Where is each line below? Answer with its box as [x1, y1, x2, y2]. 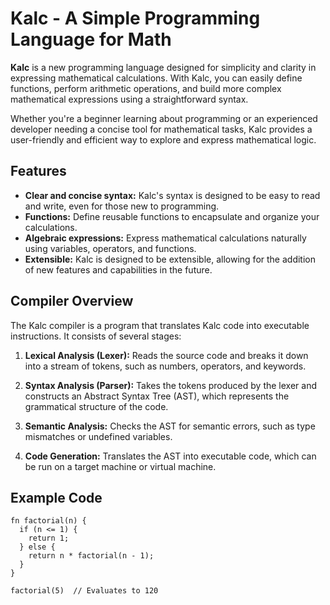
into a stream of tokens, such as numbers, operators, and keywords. [24, 360, 307, 372]
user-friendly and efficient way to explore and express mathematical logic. [10, 133, 317, 146]
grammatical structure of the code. [24, 400, 169, 412]
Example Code [10, 489, 103, 506]
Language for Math [10, 28, 172, 51]
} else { [19, 542, 56, 552]
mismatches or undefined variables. [24, 430, 173, 442]
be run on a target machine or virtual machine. [24, 460, 217, 472]
